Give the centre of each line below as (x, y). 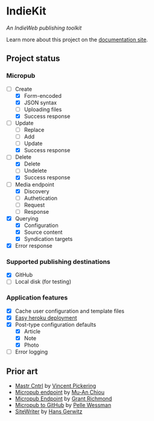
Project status (33, 59)
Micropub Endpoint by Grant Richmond (63, 399)
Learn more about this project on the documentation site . (77, 39)
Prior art (22, 371)
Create (23, 89)
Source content (43, 232)
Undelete (35, 171)
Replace (34, 130)
